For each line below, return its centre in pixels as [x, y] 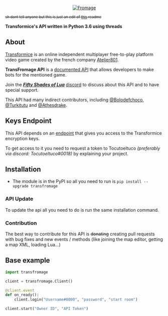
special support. [22, 90]
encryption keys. [23, 138]
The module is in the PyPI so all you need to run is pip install [77, 181]
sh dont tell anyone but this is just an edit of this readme [53, 17]
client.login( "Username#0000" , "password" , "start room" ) [76, 300]
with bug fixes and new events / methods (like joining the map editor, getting [84, 239]
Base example [28, 260]
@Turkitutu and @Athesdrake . [36, 105]
